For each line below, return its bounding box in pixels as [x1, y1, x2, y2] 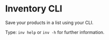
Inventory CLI [5, 3, 62, 14]
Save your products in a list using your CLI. [5, 19, 93, 25]
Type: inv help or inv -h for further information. [5, 29, 105, 35]
